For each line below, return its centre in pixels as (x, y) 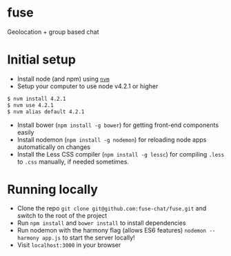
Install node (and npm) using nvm (63, 79)
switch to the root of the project (62, 216)
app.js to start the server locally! (89, 238)
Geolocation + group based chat (53, 32)
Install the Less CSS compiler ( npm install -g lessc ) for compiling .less (121, 154)
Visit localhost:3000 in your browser (69, 245)
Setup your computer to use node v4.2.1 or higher (88, 86)
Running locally (53, 189)
